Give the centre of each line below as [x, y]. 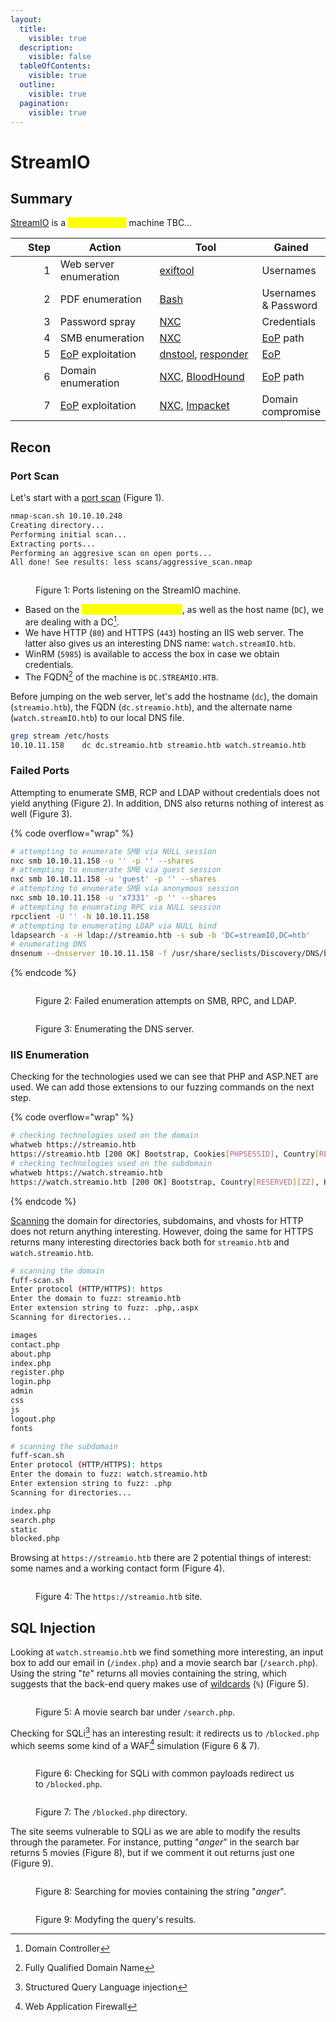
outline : [37, 85]
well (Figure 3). [41, 813]
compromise [291, 412]
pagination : [44, 103]
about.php [31, 1354]
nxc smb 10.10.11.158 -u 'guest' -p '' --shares [113, 879]
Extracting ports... [53, 544]
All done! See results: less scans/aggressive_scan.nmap [131, 562]
